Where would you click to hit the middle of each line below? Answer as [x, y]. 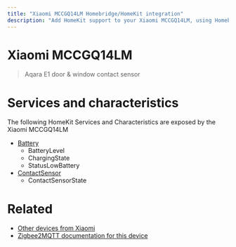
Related [30, 209]
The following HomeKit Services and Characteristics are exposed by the [112, 122]
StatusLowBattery [54, 166]
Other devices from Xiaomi [56, 228]
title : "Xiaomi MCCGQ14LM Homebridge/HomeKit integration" [96, 14]
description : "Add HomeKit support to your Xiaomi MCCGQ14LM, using [110, 20]
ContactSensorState [57, 180]
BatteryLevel [46, 151]
